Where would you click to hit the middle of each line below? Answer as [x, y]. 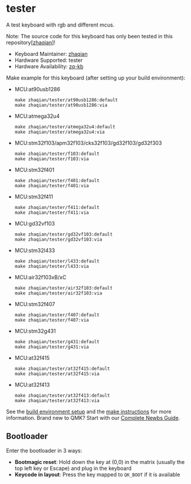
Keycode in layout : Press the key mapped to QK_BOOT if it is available [97, 474]
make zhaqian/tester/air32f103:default [64, 288]
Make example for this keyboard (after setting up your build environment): [96, 78]
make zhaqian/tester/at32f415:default [62, 369]
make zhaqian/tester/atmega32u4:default [65, 127]
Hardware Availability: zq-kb [49, 66]
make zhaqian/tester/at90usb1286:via [61, 105]
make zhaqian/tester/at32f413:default [62, 395]
